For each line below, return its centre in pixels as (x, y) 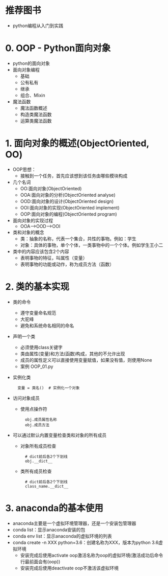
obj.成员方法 (37, 425)
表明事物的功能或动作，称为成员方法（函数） (67, 264)
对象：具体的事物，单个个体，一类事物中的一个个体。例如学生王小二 (92, 245)
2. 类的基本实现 (37, 287)
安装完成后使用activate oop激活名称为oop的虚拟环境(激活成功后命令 (92, 555)
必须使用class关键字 (41, 347)
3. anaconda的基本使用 (54, 508)
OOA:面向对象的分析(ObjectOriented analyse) (68, 195)
